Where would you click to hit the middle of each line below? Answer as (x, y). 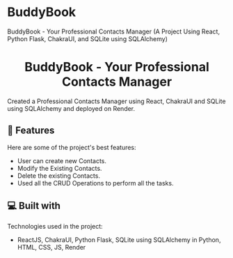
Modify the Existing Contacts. (59, 168)
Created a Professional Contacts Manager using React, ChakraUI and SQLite (116, 101)
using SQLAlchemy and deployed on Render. (71, 108)
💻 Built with (34, 206)
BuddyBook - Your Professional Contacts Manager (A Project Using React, (114, 31)
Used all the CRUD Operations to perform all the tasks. (95, 183)
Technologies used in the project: (55, 226)
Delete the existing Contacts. (59, 176)
